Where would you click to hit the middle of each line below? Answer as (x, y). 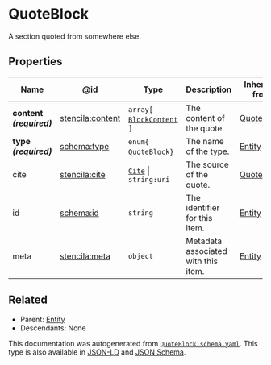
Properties (35, 62)
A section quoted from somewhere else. (75, 36)
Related (28, 300)
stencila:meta (85, 256)
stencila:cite (83, 174)
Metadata (204, 241)
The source (208, 164)
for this (199, 218)
